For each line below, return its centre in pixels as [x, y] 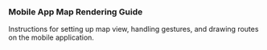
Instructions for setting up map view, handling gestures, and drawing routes [133, 29]
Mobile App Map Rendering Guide [76, 12]
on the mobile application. [51, 37]
